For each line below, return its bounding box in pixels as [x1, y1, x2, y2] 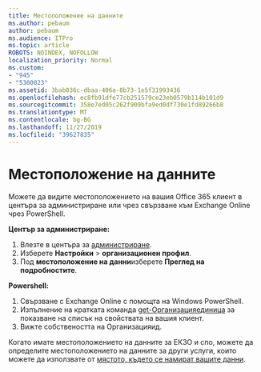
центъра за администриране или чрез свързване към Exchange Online [8, 200, 251, 210]
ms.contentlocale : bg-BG [8, 116, 91, 124]
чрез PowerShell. [8, 209, 66, 218]
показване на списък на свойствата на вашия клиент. [19, 313, 204, 322]
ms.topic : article [8, 42, 70, 50]
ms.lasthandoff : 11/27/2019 [8, 123, 102, 131]
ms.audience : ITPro [8, 34, 74, 42]
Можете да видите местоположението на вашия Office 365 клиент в [8, 191, 243, 201]
